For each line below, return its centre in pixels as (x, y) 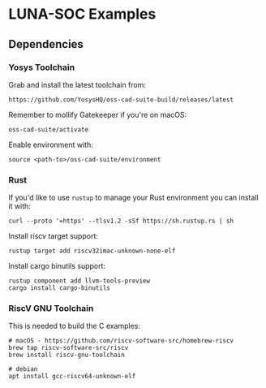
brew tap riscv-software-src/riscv (69, 348)
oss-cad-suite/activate (49, 129)
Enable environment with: (51, 144)
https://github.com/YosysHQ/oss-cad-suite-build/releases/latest (121, 99)
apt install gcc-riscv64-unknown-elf (72, 377)
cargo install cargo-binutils (60, 288)
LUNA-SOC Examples (82, 14)
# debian (23, 369)
